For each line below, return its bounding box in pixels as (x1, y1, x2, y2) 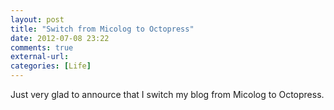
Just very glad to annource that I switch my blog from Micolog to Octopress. (10, 89, 325, 100)
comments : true (10, 42, 74, 53)
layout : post (10, 14, 65, 25)
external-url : (10, 52, 70, 62)
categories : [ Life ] (10, 61, 92, 71)
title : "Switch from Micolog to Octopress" (10, 24, 195, 34)
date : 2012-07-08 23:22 (10, 33, 110, 43)
